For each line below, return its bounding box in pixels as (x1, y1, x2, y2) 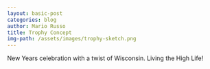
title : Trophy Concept (7, 29, 72, 36)
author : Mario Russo (7, 23, 67, 29)
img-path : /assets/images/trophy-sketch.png (7, 36, 137, 42)
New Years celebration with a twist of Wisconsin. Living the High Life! (7, 54, 204, 62)
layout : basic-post (7, 10, 63, 17)
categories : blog (7, 16, 57, 23)
